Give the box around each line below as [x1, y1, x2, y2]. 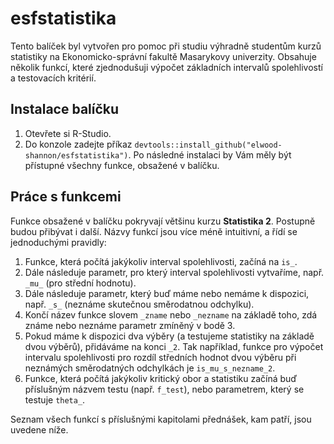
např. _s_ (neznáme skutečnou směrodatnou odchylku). [24, 298, 255, 310]
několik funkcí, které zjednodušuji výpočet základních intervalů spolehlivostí [10, 61, 323, 73]
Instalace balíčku [10, 101, 120, 118]
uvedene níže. [10, 423, 69, 436]
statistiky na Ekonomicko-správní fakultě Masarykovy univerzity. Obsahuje [10, 50, 317, 62]
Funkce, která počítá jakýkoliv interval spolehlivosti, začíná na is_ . [24, 255, 298, 267]
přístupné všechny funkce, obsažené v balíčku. [24, 159, 220, 171]
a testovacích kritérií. [10, 72, 97, 84]
